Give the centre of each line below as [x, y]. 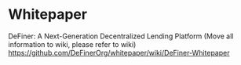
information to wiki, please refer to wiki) [72, 44]
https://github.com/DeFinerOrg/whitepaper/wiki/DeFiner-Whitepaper [119, 52]
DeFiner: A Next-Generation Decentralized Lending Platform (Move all [121, 36]
